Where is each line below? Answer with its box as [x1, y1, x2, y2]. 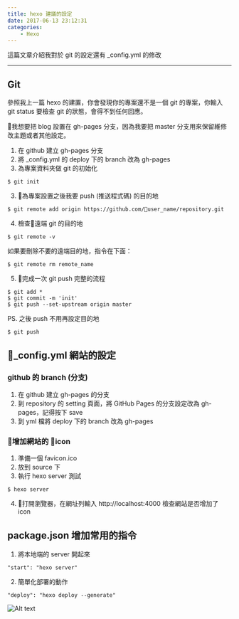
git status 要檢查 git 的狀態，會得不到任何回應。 [7, 107, 147, 116]
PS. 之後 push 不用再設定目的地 [7, 314, 100, 323]
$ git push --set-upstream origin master [7, 301, 132, 308]
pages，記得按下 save [17, 408, 83, 416]
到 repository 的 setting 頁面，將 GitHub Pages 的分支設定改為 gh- [17, 399, 212, 408]
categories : [7, 23, 43, 31]
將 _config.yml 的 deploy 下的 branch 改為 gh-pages [17, 155, 171, 164]
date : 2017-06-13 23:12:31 [7, 17, 87, 24]
